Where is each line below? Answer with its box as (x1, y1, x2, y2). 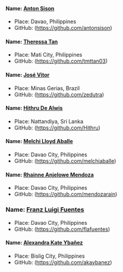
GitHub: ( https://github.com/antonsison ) (14, 24, 112, 32)
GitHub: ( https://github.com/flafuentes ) (14, 225, 111, 233)
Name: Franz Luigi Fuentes (5, 206, 84, 214)
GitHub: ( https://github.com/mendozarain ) (14, 191, 118, 198)
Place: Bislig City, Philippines (14, 252, 85, 259)
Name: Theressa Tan (5, 38, 58, 45)
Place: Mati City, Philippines (14, 51, 83, 58)
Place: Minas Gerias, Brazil (14, 84, 80, 92)
